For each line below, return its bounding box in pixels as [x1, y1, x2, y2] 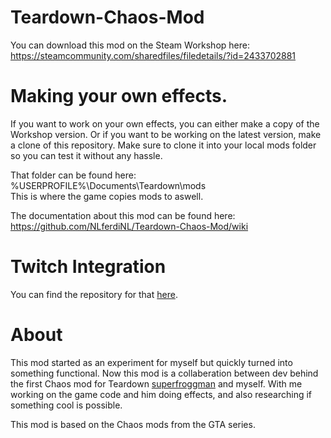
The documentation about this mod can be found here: [10, 209, 236, 221]
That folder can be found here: [10, 169, 137, 181]
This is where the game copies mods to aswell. [10, 190, 204, 202]
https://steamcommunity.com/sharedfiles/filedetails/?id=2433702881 [10, 49, 297, 61]
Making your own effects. [10, 85, 228, 108]
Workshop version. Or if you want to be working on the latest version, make [10, 128, 322, 140]
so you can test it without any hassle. [10, 149, 163, 161]
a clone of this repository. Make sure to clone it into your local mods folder [10, 139, 317, 151]
